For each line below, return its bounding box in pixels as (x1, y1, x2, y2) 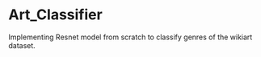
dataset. (8, 40, 36, 50)
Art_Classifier (8, 6, 103, 24)
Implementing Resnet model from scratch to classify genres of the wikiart (8, 32, 253, 42)
